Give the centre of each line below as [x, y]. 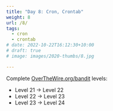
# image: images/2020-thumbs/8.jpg [50, 56]
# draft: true [24, 51]
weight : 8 [18, 17]
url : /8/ [17, 23]
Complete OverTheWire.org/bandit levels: [57, 78]
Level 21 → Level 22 [39, 90]
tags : [13, 28]
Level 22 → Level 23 [40, 96]
